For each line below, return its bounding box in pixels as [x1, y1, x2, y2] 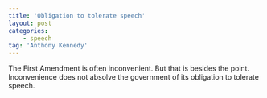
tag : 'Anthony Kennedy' [8, 42, 88, 50]
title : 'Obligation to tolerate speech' [8, 11, 146, 20]
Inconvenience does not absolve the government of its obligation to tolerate [8, 72, 260, 82]
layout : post [8, 19, 52, 27]
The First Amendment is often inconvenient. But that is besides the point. [8, 63, 250, 73]
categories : [8, 27, 48, 35]
